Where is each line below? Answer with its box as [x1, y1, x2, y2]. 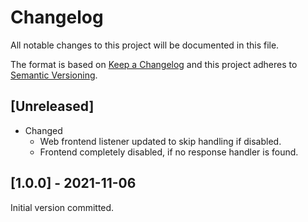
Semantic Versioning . [10, 69, 98, 81]
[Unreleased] [10, 98, 95, 115]
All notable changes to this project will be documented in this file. [10, 39, 280, 51]
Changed [24, 124, 63, 136]
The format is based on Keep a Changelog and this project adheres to [10, 58, 298, 70]
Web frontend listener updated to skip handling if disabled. [39, 135, 282, 147]
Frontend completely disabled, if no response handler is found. [39, 146, 299, 158]
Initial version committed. [10, 201, 115, 213]
